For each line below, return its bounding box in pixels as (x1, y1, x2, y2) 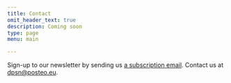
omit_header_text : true (7, 17, 77, 24)
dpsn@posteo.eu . (7, 68, 58, 77)
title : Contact (7, 10, 51, 17)
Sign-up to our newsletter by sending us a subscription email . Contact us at (7, 61, 224, 69)
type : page (7, 29, 39, 37)
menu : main (7, 36, 39, 43)
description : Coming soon (7, 23, 82, 30)
